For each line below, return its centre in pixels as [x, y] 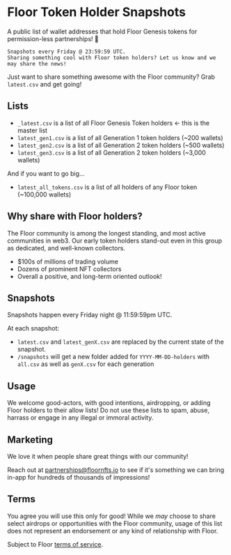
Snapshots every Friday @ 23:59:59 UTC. [67, 52]
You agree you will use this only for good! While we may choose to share [111, 516]
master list [32, 130]
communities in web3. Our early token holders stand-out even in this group [115, 241]
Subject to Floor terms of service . [55, 544]
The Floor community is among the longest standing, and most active [107, 233]
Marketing [30, 440]
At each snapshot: [33, 328]
